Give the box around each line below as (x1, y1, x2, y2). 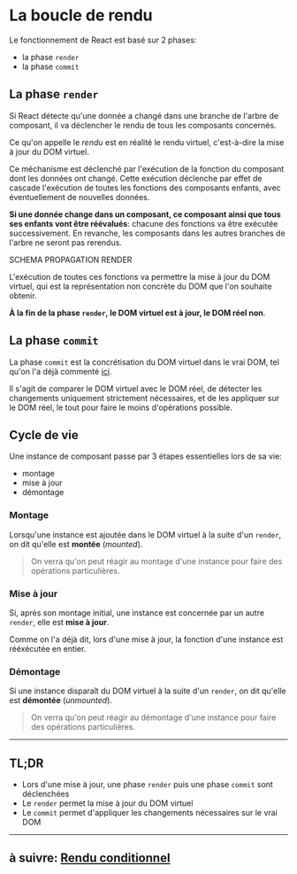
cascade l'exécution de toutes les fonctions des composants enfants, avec (9, 182, 281, 193)
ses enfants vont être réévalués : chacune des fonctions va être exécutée (9, 218, 278, 228)
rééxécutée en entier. (9, 643, 87, 654)
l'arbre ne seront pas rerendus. (9, 236, 122, 248)
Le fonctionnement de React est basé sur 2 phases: (9, 35, 197, 45)
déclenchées (21, 789, 70, 800)
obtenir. (9, 290, 37, 301)
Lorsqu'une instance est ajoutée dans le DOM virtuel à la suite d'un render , (9, 529, 282, 540)
